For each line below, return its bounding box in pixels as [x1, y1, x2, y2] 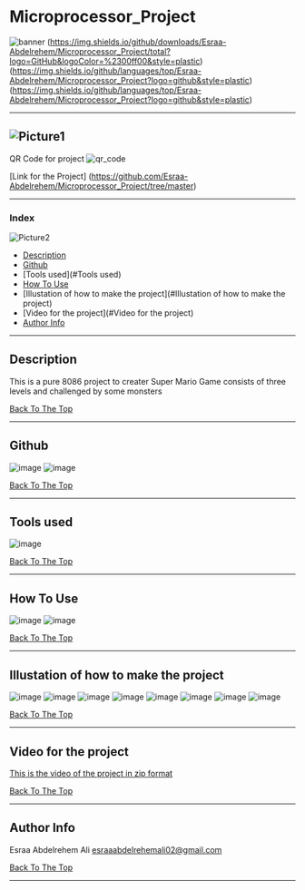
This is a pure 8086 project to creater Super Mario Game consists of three [9, 376, 287, 386]
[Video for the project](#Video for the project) [22, 308, 194, 318]
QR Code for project [9, 152, 84, 164]
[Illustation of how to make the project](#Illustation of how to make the [22, 289, 286, 299]
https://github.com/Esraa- [91, 171, 189, 181]
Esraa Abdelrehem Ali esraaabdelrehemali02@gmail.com [9, 844, 222, 855]
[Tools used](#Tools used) [22, 269, 122, 280]
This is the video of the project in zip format [9, 768, 173, 778]
